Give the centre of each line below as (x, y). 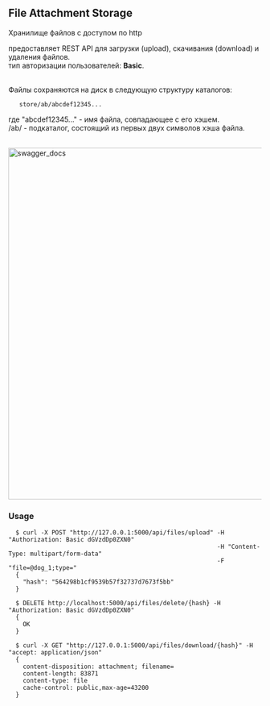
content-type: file (55, 681)
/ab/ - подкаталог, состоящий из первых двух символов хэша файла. (127, 127)
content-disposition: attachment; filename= (98, 667)
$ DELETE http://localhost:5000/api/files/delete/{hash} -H (118, 604)
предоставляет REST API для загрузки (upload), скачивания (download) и (134, 48)
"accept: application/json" (55, 653)
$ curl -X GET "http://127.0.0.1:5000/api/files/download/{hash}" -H (134, 646)
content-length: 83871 (61, 674)
